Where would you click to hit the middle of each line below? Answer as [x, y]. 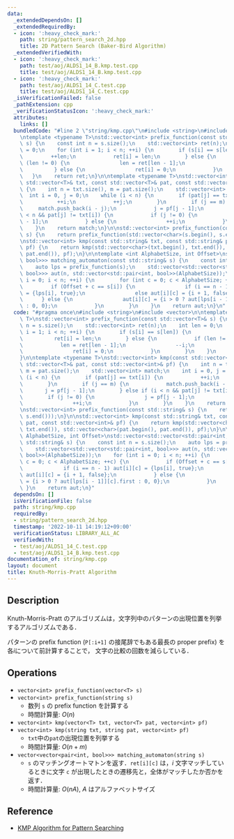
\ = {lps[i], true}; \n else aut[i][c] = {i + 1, [115, 293]
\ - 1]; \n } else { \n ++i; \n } [123, 221]
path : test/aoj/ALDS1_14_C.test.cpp [73, 85]
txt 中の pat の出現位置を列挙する [74, 738]
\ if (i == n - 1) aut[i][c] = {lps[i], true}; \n [112, 469]
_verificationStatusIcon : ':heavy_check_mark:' [84, 111]
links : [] [34, 124]
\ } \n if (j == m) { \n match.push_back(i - [123, 384]
